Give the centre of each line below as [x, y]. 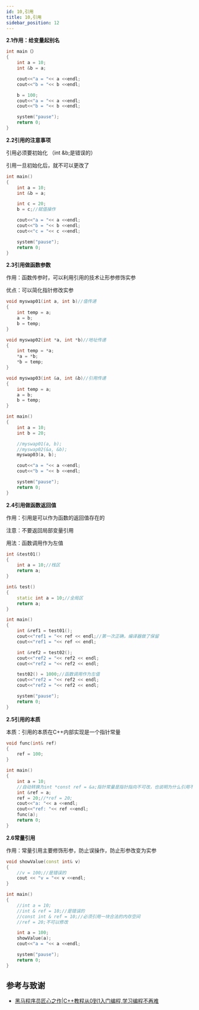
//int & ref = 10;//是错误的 [51, 911]
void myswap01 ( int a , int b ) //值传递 [51, 302]
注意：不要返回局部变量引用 [40, 530]
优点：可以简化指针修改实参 [40, 290]
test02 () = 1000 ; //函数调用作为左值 [58, 674]
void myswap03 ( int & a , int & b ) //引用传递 [56, 378]
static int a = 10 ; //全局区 [50, 598]
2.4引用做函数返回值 [31, 505]
